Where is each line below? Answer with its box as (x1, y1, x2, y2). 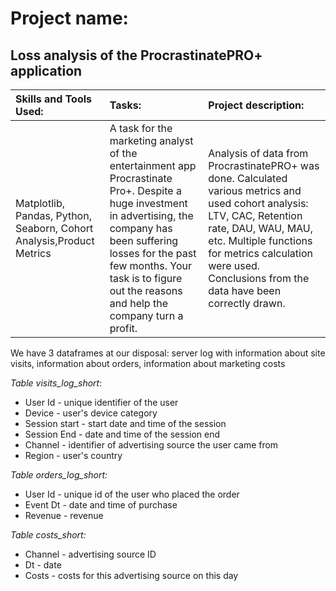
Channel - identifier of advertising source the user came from (24, 439, 279, 451)
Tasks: (109, 98, 142, 112)
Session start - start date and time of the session (24, 418, 227, 429)
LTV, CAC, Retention (208, 209, 303, 222)
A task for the (109, 122, 173, 135)
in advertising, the (109, 209, 194, 222)
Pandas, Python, (15, 209, 92, 222)
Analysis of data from (208, 147, 309, 160)
